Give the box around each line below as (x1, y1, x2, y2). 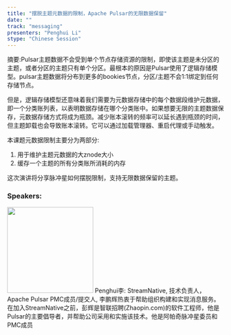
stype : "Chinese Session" (7, 36, 81, 43)
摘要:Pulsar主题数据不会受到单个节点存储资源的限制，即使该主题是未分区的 (7, 56, 220, 64)
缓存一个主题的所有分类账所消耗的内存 (16, 159, 126, 167)
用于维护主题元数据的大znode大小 (16, 150, 113, 159)
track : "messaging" (7, 23, 63, 30)
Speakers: (7, 192, 43, 201)
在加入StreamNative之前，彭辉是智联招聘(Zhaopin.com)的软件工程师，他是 (7, 303, 220, 312)
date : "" (7, 16, 32, 23)
